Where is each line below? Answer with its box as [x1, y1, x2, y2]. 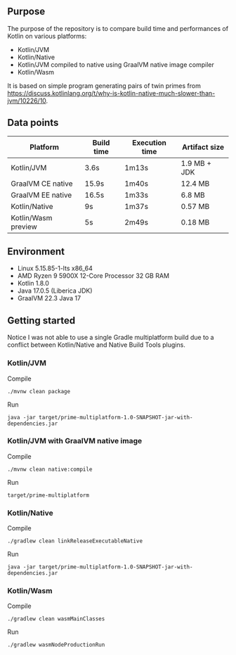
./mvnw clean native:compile [7, 466, 93, 473]
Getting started [7, 314, 76, 326]
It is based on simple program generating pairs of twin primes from [7, 81, 202, 90]
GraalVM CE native [11, 179, 73, 189]
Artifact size [182, 142, 225, 152]
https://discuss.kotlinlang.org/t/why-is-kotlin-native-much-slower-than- [7, 89, 216, 97]
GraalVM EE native [11, 190, 72, 200]
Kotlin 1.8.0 [17, 279, 49, 288]
